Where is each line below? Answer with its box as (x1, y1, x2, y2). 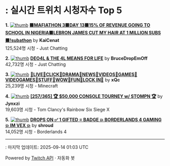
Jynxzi (5, 100, 20, 106)
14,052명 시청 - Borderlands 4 (5, 129, 67, 135)
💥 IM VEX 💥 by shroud (5, 122, 54, 128)
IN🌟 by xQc (96, 76, 120, 82)
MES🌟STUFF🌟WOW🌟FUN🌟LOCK (5, 76, 95, 82)
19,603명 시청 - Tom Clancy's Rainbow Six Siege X (5, 106, 110, 112)
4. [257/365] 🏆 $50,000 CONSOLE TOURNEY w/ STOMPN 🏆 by (5, 93, 163, 99)
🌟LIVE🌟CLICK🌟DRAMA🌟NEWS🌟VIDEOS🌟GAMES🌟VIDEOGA (30, 71, 138, 77)
